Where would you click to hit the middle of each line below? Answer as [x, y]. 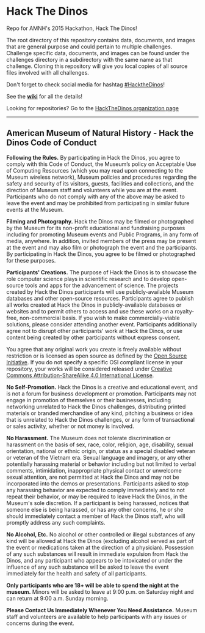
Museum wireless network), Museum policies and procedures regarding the [102, 177]
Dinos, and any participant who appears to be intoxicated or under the [95, 560]
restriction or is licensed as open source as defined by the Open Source [97, 356]
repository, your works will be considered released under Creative [89, 369]
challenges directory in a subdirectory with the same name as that [89, 59]
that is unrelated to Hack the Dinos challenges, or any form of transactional [101, 419]
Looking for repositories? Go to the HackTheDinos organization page [92, 108]
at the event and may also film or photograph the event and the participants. [102, 247]
